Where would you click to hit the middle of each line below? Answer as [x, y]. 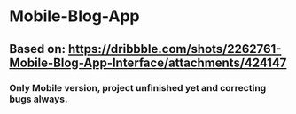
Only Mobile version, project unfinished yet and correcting [138, 87]
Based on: [38, 49]
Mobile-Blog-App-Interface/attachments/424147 [148, 62]
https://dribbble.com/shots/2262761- [175, 49]
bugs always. [39, 99]
